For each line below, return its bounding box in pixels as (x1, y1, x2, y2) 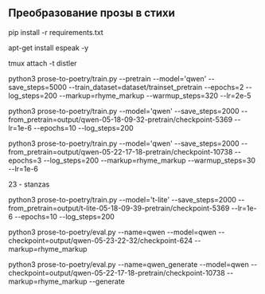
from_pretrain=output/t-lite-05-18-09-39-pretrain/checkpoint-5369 (8, 203, 230, 213)
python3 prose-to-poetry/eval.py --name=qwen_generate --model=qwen (8, 259, 249, 269)
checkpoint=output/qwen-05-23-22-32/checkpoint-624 (8, 235, 193, 245)
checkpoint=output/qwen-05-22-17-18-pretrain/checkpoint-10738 (8, 268, 225, 277)
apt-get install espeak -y (8, 43, 89, 53)
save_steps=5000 (8, 82, 68, 92)
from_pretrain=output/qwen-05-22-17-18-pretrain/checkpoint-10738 (8, 147, 233, 156)
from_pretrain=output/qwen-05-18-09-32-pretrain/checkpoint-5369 (8, 115, 233, 124)
